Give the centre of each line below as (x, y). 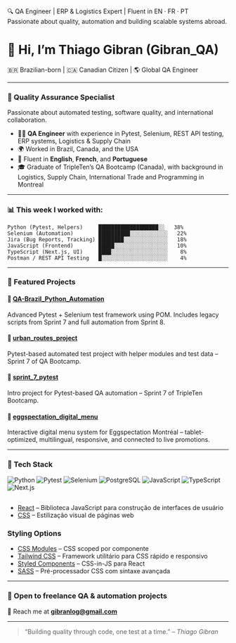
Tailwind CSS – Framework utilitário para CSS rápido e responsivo (113, 556)
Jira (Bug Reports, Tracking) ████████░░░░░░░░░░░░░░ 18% (97, 239)
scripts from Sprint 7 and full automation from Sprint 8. (86, 322)
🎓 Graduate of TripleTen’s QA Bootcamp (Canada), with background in (120, 167)
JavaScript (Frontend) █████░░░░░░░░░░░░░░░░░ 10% (97, 246)
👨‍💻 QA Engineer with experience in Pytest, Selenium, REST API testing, (120, 134)
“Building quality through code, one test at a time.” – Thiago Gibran (122, 631)
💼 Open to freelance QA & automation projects (87, 596)
